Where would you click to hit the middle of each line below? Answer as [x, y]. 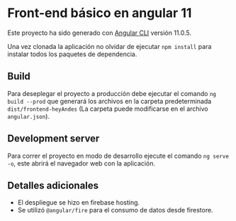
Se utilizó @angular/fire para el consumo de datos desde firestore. [116, 210]
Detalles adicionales [53, 185]
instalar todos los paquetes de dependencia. [72, 54]
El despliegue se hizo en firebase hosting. [79, 203]
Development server [54, 139]
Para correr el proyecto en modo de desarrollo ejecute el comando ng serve [118, 156]
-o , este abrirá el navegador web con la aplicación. [82, 163]
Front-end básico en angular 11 [100, 13]
